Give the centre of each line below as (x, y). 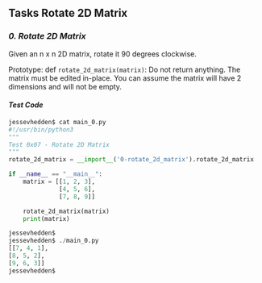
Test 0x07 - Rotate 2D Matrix (59, 144)
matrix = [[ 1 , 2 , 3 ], (59, 182)
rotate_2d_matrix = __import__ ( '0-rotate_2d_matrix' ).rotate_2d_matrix (131, 160)
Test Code (26, 105)
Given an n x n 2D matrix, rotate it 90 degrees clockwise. (103, 54)
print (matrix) (46, 218)
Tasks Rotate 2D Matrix (68, 13)
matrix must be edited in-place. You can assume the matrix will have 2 (125, 78)
